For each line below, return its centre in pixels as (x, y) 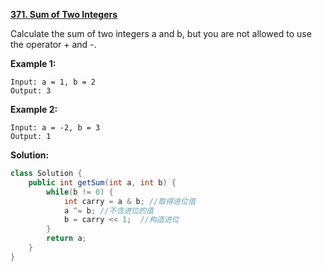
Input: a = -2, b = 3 (55, 128)
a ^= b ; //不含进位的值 (108, 210)
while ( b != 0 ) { (80, 192)
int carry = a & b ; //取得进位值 (129, 201)
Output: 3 (31, 91)
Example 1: (33, 63)
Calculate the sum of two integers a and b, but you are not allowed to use (161, 33)
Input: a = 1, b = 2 (53, 82)
